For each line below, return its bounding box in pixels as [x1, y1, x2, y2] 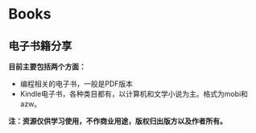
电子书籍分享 [8, 39, 72, 52]
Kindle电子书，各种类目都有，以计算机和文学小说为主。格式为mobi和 [19, 89, 248, 98]
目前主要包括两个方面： [8, 62, 86, 71]
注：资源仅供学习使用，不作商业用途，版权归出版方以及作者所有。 [8, 116, 227, 126]
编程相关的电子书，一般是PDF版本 [19, 79, 134, 89]
